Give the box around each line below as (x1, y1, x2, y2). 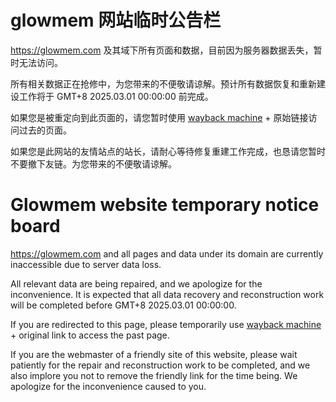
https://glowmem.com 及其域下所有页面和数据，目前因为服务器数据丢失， (10, 44, 314, 56)
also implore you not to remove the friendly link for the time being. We (10, 369, 298, 381)
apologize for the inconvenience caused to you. (10, 380, 207, 392)
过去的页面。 (18, 124, 72, 136)
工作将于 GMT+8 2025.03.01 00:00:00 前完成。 (18, 90, 214, 102)
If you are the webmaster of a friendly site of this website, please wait (10, 348, 298, 360)
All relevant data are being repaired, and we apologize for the (10, 277, 263, 290)
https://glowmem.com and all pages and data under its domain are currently (10, 247, 324, 260)
